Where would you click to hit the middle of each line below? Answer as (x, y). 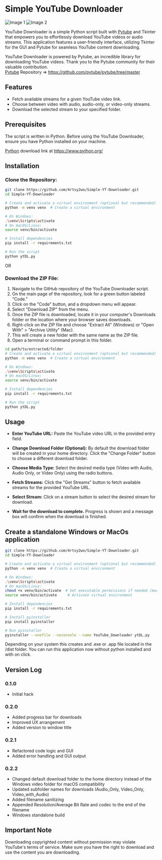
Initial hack (23, 694)
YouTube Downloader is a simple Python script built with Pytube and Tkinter (80, 32)
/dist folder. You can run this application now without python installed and (78, 649)
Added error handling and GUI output (49, 756)
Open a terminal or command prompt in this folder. (62, 340)
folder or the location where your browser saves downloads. (72, 320)
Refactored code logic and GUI (43, 750)
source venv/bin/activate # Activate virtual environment (69, 595)
